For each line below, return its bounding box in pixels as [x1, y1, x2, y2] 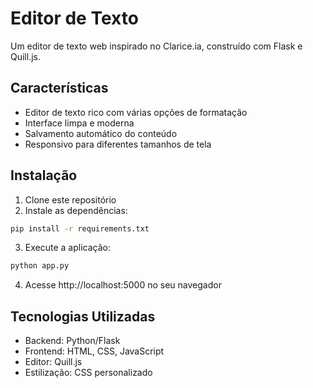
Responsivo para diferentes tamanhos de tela [24, 138, 212, 150]
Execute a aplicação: [24, 242, 111, 254]
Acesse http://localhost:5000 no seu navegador [24, 279, 222, 291]
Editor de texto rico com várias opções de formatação [24, 106, 248, 118]
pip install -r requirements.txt [10, 223, 150, 234]
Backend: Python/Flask [24, 335, 121, 347]
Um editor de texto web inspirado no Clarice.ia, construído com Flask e [10, 40, 303, 52]
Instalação [10, 167, 78, 184]
